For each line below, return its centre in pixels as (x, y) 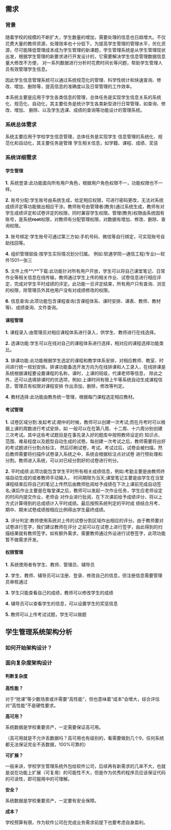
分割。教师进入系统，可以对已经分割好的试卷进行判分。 (63, 460)
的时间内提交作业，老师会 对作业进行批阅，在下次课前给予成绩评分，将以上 (84, 497)
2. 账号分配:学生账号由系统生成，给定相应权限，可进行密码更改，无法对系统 (84, 200)
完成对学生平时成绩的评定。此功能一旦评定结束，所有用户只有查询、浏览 (90, 284)
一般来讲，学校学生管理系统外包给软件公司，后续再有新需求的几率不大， (81, 766)
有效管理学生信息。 (30, 69)
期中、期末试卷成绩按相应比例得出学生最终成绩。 (56, 510)
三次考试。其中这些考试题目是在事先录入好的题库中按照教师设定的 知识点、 (84, 435)
